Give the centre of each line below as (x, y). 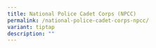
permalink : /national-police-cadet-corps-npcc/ (78, 20)
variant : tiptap (31, 27)
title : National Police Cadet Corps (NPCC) (72, 14)
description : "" (31, 34)
